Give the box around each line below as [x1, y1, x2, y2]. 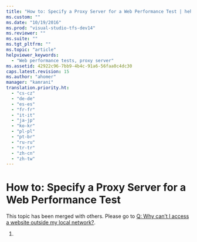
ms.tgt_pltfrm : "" [6, 42, 51, 47]
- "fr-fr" [11, 107, 35, 113]
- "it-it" [11, 112, 35, 118]
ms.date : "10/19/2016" [6, 19, 62, 25]
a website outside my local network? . [6, 219, 96, 226]
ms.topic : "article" [6, 47, 57, 53]
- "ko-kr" [11, 123, 35, 129]
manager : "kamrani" [6, 80, 54, 86]
